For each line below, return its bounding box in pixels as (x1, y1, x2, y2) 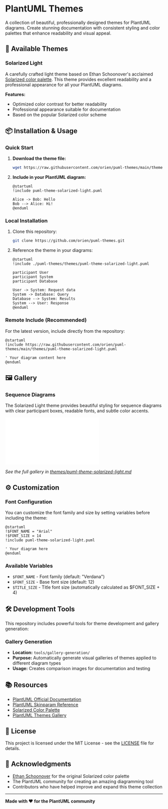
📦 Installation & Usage (5, 127, 77, 135)
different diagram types (12, 660, 61, 666)
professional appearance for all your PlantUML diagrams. (5, 81, 123, 87)
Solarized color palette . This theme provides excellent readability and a (5, 76, 151, 82)
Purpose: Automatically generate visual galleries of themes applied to (12, 655, 156, 661)
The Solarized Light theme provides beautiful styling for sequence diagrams (5, 403, 162, 409)
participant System (12, 274, 53, 280)
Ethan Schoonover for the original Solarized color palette (12, 773, 129, 779)
